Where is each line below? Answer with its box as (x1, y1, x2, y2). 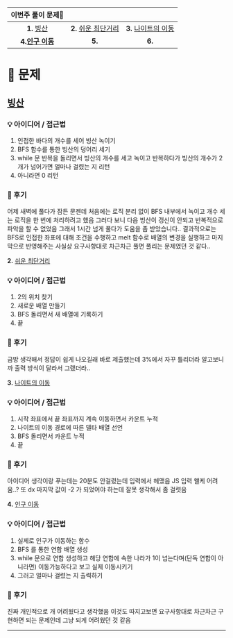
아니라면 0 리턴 (17, 171, 59, 179)
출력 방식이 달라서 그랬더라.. (14, 364, 91, 372)
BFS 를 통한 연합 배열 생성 (17, 545, 88, 553)
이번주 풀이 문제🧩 (10, 10, 64, 19)
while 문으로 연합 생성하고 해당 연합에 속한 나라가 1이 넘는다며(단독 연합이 (17, 553, 217, 562)
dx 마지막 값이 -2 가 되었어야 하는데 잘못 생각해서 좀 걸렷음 (27, 485, 187, 494)
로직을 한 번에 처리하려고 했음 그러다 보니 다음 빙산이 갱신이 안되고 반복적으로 (14, 216, 224, 224)
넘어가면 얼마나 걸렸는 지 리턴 (30, 162, 110, 171)
